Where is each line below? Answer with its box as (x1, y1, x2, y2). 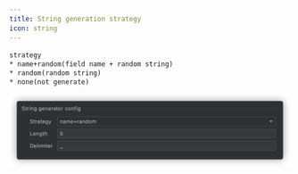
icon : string (9, 23, 58, 33)
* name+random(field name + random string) (9, 59, 174, 69)
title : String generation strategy (9, 14, 142, 23)
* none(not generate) (9, 77, 90, 87)
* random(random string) (9, 68, 102, 78)
